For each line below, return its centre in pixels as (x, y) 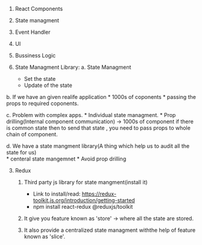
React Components (39, 9)
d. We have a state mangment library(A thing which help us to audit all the (98, 146)
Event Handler (33, 32)
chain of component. (32, 134)
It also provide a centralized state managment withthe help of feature (110, 230)
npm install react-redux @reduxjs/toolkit (83, 207)
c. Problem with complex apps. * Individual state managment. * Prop (91, 115)
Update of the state (48, 85)
